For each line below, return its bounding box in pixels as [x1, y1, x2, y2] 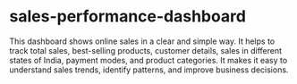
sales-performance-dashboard [9, 6, 246, 27]
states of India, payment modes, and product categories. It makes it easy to [9, 55, 288, 65]
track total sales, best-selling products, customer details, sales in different [9, 45, 283, 55]
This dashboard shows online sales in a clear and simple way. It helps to [9, 36, 276, 46]
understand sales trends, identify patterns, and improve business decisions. [9, 64, 289, 75]
